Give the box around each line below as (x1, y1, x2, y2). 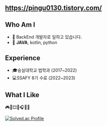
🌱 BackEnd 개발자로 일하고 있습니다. (12, 34, 82, 40)
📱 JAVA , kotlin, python (12, 40, 57, 45)
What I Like (5, 91, 40, 99)
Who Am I (5, 21, 36, 29)
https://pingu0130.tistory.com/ (5, 4, 102, 12)
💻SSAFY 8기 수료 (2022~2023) (12, 75, 75, 81)
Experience (5, 54, 40, 62)
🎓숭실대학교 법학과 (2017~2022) (12, 67, 77, 73)
